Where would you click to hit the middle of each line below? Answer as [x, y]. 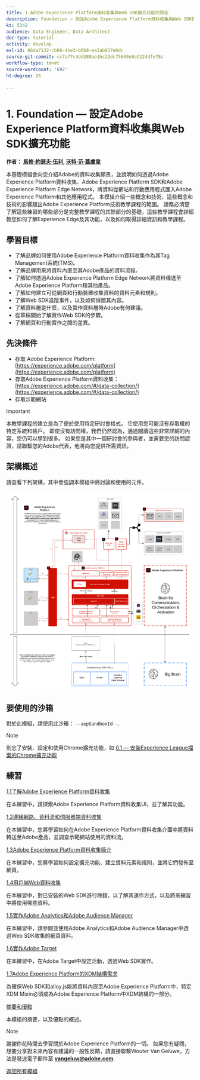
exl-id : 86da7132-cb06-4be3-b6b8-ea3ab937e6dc [65, 51]
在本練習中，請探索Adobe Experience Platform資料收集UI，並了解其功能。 [97, 804]
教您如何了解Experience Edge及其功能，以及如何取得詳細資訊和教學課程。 [97, 219]
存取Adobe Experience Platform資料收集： [67, 379]
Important [18, 411]
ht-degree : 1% [24, 76]
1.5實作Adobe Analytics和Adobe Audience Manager [70, 915]
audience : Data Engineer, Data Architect [58, 32]
